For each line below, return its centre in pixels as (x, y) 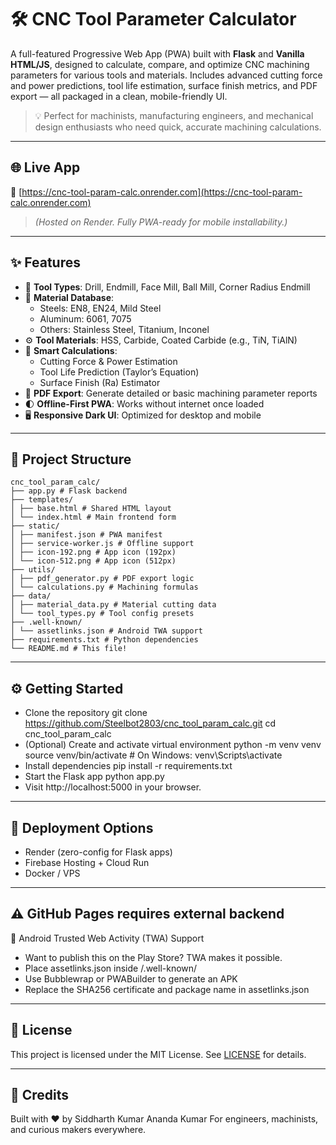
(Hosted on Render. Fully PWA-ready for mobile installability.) (161, 222)
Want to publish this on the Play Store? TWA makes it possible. (153, 957)
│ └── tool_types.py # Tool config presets (102, 614)
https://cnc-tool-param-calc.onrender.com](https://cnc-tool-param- (162, 192)
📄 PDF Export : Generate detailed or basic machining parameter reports (171, 393)
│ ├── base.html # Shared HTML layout (91, 509)
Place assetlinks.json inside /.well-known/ (111, 968)
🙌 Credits (40, 1095)
